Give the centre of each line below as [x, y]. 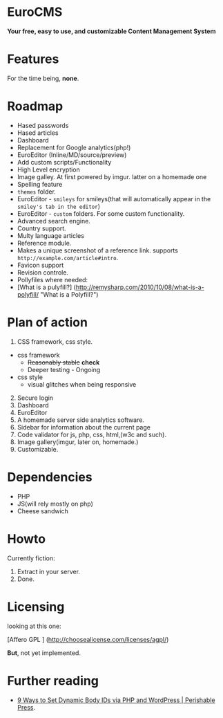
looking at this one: [34, 626]
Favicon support [40, 265]
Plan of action [48, 322]
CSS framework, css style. [55, 341]
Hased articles [38, 133]
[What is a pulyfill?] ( [46, 287]
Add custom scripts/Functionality [64, 162]
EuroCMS [35, 12]
